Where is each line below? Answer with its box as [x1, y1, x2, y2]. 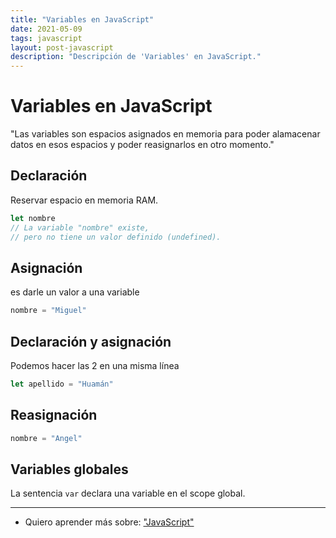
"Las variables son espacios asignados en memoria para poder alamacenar [10, 128, 321, 140]
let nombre [10, 213, 56, 223]
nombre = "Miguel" [10, 306, 87, 316]
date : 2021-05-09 [10, 24, 83, 34]
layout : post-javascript [10, 42, 114, 53]
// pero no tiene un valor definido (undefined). [10, 232, 222, 242]
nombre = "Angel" [10, 433, 83, 443]
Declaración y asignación [10, 333, 172, 350]
